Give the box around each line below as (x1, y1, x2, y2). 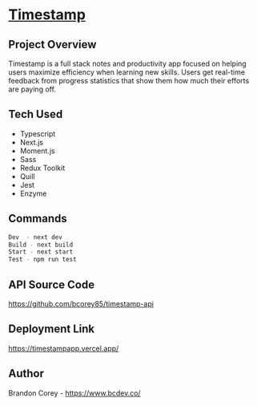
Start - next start (8, 248, 74, 256)
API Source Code (8, 278, 94, 291)
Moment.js (19, 146, 55, 156)
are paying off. (8, 84, 56, 94)
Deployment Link (8, 323, 94, 336)
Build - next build (8, 241, 74, 249)
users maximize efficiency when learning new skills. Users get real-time (8, 67, 246, 77)
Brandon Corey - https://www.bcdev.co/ (8, 388, 142, 398)
